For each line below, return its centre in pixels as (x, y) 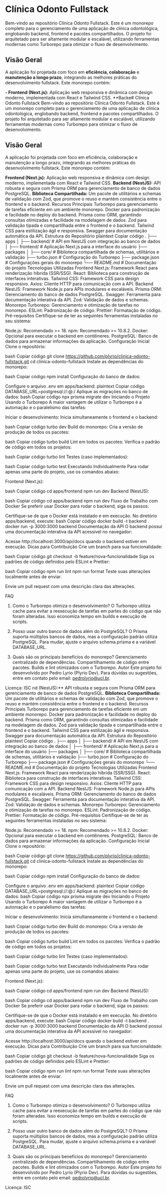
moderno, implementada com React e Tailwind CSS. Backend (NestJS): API (83, 183)
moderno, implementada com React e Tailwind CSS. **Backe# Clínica (77, 97)
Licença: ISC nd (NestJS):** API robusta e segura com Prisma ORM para (80, 687)
